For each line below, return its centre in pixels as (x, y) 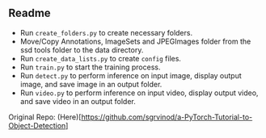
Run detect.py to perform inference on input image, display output (131, 75)
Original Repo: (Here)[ (45, 117)
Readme (30, 13)
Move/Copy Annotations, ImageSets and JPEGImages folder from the (135, 41)
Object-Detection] (38, 125)
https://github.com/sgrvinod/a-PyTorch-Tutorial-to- (167, 117)
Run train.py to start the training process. (90, 67)
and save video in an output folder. (78, 101)
